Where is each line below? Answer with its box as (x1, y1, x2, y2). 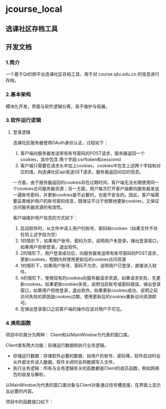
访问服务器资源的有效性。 (12, 204, 65, 210)
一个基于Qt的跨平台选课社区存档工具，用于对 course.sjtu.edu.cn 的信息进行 (5, 71, 160, 77)
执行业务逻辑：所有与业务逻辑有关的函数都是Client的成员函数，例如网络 (12, 365, 160, 371)
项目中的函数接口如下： (5, 399, 54, 405)
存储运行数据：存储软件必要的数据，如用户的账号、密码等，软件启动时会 (12, 353, 161, 359)
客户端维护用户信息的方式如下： (12, 214, 78, 220)
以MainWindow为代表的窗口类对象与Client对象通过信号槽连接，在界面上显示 (5, 382, 162, 388)
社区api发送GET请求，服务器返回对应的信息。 (51, 169, 144, 175)
